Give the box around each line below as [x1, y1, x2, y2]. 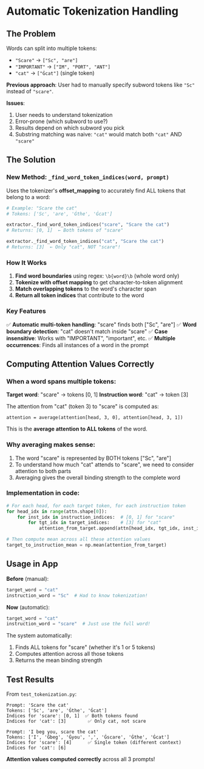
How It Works [6, 258, 47, 267]
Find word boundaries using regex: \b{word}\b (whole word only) [15, 272, 180, 279]
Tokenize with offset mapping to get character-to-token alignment [15, 279, 183, 286]
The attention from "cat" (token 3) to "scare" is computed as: [6, 403, 159, 410]
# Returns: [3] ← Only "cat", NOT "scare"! [6, 244, 121, 250]
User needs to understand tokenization [15, 111, 113, 118]
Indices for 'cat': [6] [6, 745, 67, 751]
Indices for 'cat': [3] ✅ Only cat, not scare [6, 718, 146, 725]
